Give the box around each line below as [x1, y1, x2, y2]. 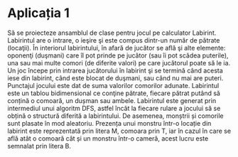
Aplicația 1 [7, 5, 70, 21]
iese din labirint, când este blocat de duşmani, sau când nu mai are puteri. [7, 73, 224, 82]
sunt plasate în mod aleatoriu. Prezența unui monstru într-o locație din [7, 119, 212, 127]
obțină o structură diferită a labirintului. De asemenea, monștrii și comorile [7, 112, 224, 120]
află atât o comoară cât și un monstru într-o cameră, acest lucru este [7, 134, 209, 143]
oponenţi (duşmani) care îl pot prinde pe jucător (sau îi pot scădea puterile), [7, 51, 229, 60]
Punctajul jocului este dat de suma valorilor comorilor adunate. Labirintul [7, 81, 220, 90]
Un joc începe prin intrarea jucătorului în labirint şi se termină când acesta [7, 66, 224, 75]
